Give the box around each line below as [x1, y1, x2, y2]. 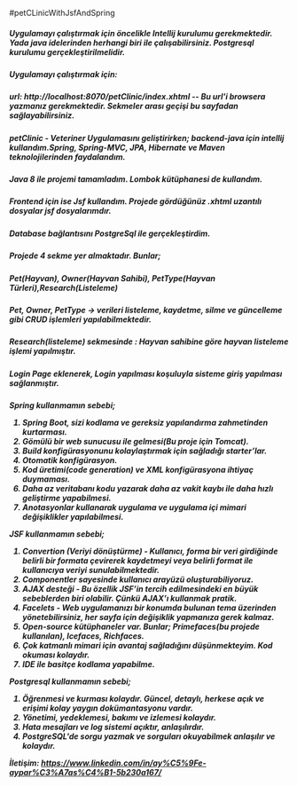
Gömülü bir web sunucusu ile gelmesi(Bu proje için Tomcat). [21, 436, 250, 447]
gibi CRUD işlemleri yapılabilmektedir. [9, 314, 152, 325]
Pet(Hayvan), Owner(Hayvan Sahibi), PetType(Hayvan [9, 272, 215, 283]
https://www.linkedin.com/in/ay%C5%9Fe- [41, 758, 207, 768]
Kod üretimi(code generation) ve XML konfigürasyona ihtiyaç [21, 465, 254, 476]
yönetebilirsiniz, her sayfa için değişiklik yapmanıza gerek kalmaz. [21, 612, 275, 623]
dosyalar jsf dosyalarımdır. [9, 206, 112, 216]
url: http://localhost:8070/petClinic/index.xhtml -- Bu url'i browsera [9, 91, 266, 102]
